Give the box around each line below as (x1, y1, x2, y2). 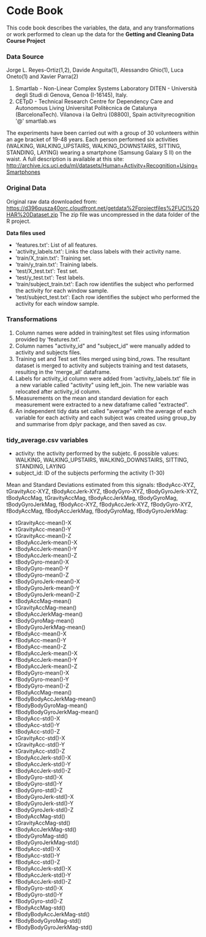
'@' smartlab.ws (15, 117, 56, 125)
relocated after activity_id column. (15, 387, 101, 395)
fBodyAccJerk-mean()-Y (15, 656, 78, 664)
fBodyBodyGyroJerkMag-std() (15, 923, 93, 931)
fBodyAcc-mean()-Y (15, 637, 66, 644)
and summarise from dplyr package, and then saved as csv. (15, 420, 167, 427)
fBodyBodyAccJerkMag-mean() (15, 695, 96, 703)
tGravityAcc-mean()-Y (15, 526, 72, 533)
